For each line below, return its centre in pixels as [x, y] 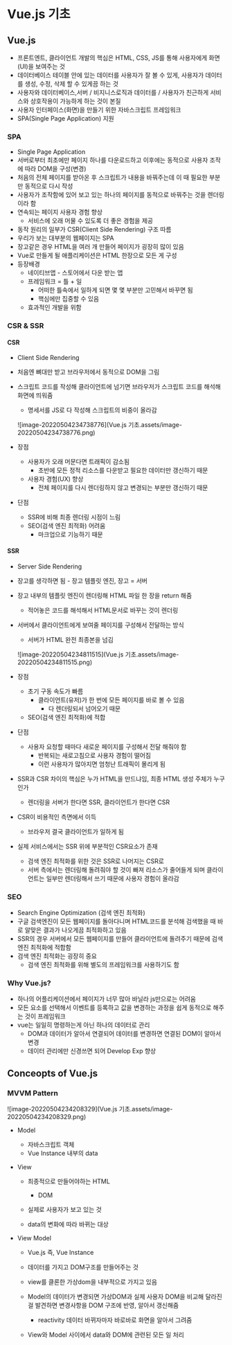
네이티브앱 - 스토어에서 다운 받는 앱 [75, 273]
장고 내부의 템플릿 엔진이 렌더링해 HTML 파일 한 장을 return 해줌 [105, 595]
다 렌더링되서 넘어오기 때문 [84, 709]
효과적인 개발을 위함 [54, 307]
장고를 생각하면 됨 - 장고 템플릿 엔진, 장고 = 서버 [82, 580]
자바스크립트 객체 [51, 1144]
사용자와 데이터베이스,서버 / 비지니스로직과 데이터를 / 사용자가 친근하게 [113, 92]
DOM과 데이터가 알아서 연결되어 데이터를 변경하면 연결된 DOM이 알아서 [124, 1034]
